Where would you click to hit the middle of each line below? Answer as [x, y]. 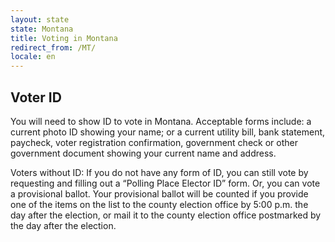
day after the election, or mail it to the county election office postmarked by [166, 215]
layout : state [40, 19]
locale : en [33, 57]
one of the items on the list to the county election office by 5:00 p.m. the [159, 204]
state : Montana [42, 29]
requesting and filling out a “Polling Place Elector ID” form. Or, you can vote [165, 183]
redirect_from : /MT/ [53, 47]
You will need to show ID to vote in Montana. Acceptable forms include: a [161, 121]
